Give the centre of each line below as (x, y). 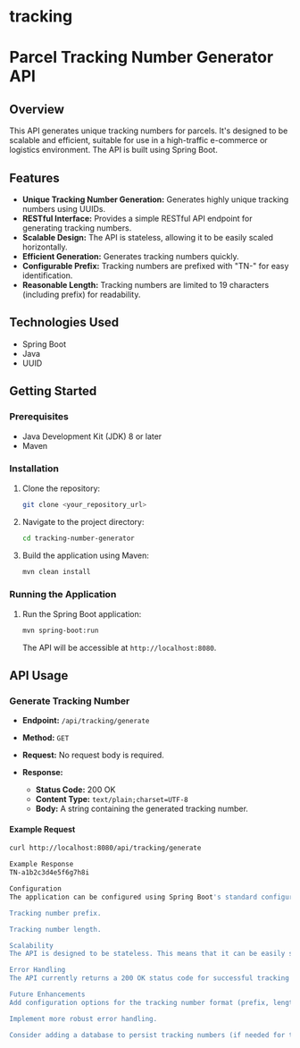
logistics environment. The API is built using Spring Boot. (114, 150)
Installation (34, 469)
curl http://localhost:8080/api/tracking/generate (105, 848)
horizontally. (45, 247)
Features (34, 177)
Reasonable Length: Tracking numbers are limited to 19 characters (146, 285)
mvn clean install (56, 571)
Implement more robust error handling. (83, 1018)
